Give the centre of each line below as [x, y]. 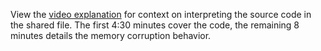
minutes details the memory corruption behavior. [111, 35]
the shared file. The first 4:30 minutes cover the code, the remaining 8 [155, 25]
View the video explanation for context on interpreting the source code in [161, 14]
